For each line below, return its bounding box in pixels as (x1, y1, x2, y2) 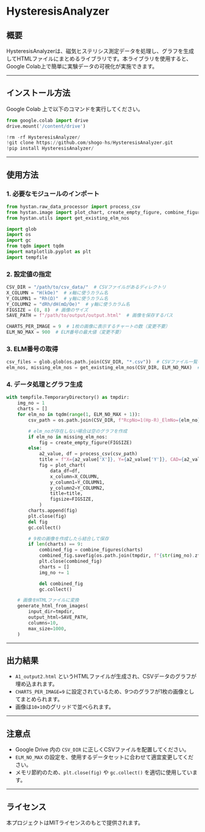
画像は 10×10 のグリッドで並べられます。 (15, 703, 115, 711)
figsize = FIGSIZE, (49, 496, 95, 503)
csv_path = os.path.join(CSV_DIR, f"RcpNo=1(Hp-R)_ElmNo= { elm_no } (28, 417, 201, 423)
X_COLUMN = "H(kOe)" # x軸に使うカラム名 (6, 290, 109, 296)
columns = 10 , (28, 620, 59, 626)
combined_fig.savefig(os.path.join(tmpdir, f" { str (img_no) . (38, 553, 195, 559)
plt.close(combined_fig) (38, 558, 103, 565)
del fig (28, 518, 48, 525)
